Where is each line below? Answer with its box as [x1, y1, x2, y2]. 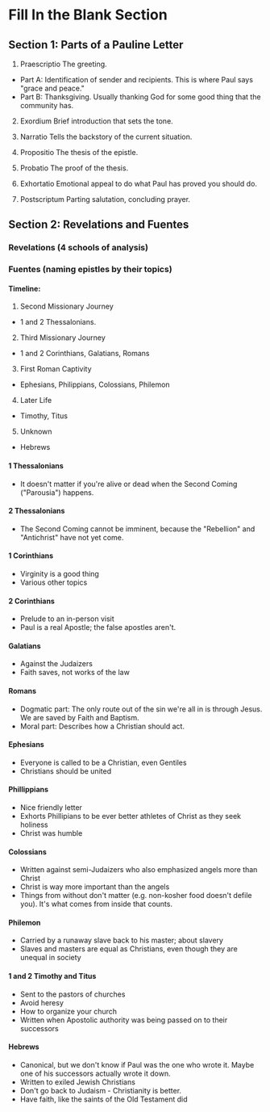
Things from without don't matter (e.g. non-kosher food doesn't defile [19, 891, 252, 900]
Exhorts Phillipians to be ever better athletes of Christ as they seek [19, 812, 242, 821]
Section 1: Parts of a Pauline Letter [8, 38, 184, 52]
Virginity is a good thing [19, 569, 99, 579]
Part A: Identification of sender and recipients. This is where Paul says [19, 75, 254, 84]
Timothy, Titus [19, 411, 69, 421]
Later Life [19, 396, 52, 405]
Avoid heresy [19, 997, 64, 1007]
